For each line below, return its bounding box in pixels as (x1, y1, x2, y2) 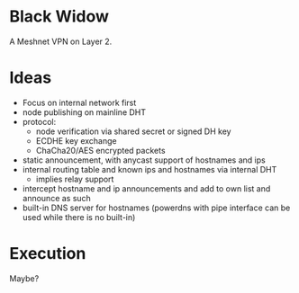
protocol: (22, 116, 57, 127)
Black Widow (9, 6, 110, 27)
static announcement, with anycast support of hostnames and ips (22, 155, 266, 165)
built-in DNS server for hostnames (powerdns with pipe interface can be (22, 202, 291, 213)
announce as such (22, 192, 92, 203)
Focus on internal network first (22, 97, 137, 108)
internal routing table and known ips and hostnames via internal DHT (22, 164, 277, 174)
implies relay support (35, 173, 114, 184)
